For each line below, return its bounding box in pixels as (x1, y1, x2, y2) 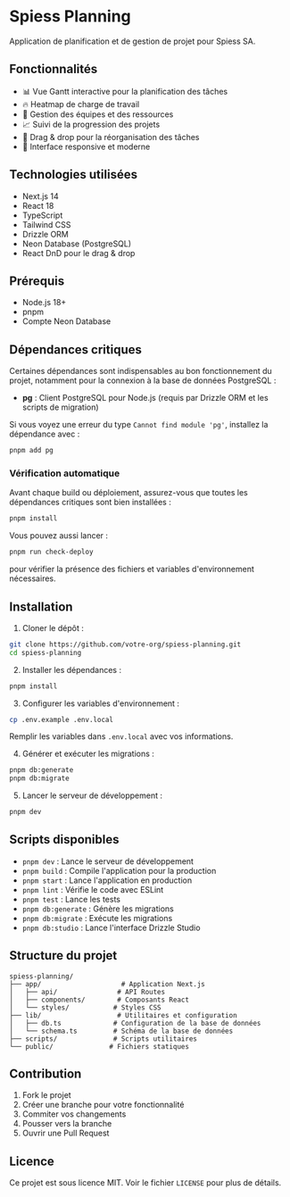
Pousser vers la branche (21, 1118, 112, 1129)
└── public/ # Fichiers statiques (9, 1042, 190, 1051)
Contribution (9, 1067, 82, 1082)
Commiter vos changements (21, 1109, 127, 1119)
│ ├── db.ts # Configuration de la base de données (9, 1018, 261, 1027)
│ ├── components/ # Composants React (9, 995, 190, 1004)
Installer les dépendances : (21, 664, 122, 675)
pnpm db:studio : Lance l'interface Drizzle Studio (21, 922, 201, 933)
